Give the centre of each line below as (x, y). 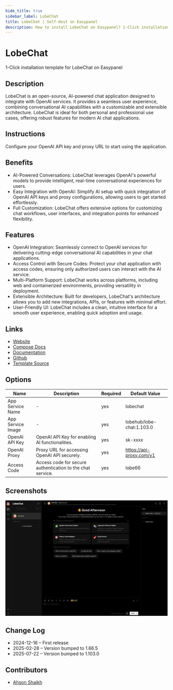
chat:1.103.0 (139, 427)
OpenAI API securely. (58, 455)
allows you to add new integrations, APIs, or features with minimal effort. (90, 302)
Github (20, 358)
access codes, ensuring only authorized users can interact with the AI (87, 269)
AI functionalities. (54, 443)
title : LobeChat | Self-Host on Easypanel (51, 22)
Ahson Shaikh (28, 682)
